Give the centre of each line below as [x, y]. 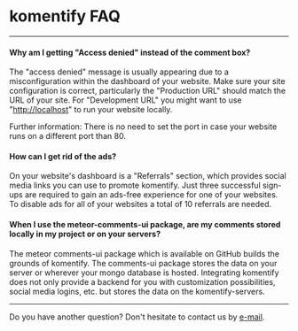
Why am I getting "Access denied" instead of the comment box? [130, 52]
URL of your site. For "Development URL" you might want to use [125, 100]
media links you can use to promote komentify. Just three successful [135, 185]
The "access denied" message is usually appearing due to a [119, 72]
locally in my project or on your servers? [85, 234]
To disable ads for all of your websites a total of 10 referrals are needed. [141, 204]
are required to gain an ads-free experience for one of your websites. [152, 195]
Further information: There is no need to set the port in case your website [143, 127]
